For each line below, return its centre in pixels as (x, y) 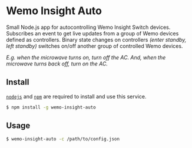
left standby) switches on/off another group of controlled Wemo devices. (95, 46)
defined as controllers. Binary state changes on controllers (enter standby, (96, 40)
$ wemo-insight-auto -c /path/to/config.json (63, 139)
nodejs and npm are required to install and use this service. (76, 96)
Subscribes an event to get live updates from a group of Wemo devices (92, 33)
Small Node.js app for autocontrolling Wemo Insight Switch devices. (88, 27)
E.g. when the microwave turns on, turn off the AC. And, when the (86, 57)
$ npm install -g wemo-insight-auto (51, 107)
